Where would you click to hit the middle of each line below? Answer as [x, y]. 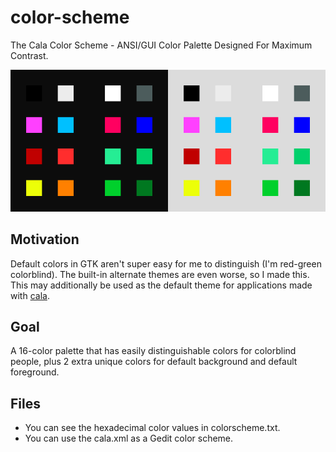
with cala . [30, 295]
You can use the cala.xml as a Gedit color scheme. [129, 438]
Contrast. [29, 55]
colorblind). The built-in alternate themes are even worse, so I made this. [160, 274]
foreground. [35, 372]
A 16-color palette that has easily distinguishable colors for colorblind [153, 351]
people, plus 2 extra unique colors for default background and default [154, 362]
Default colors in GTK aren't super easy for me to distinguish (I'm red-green [166, 263]
